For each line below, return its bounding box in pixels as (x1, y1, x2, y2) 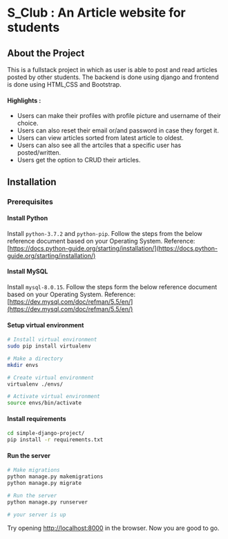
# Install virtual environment (7, 336, 97, 343)
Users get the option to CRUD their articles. (17, 156, 141, 164)
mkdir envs (7, 361, 39, 368)
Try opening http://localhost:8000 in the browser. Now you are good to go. (7, 524, 220, 532)
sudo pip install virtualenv (7, 343, 91, 350)
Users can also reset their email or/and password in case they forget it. (17, 126, 219, 135)
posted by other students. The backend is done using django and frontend (7, 73, 219, 81)
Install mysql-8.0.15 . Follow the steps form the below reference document (7, 282, 218, 291)
